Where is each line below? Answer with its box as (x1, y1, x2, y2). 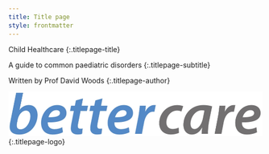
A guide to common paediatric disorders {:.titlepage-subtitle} (8, 60, 211, 70)
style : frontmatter (8, 21, 74, 30)
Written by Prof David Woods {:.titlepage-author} (8, 75, 171, 85)
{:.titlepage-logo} (8, 137, 66, 147)
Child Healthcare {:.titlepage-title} (8, 44, 121, 54)
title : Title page (8, 13, 70, 21)
